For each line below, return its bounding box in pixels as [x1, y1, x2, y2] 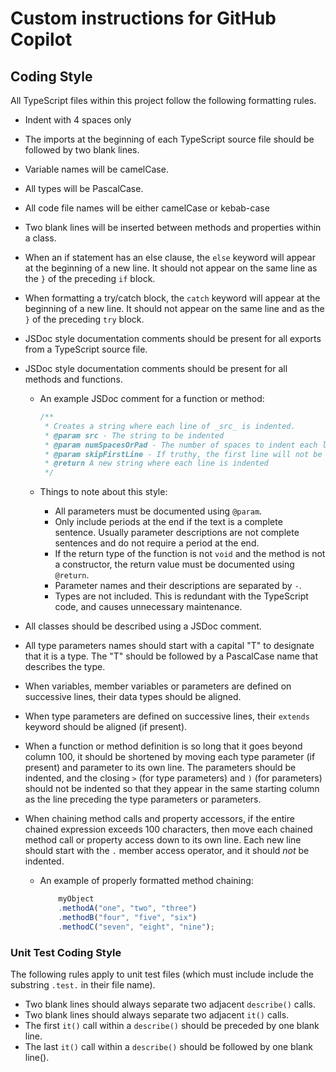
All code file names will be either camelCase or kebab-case [24, 202, 270, 214]
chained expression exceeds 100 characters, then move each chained [24, 823, 313, 836]
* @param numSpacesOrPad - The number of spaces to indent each [44, 440, 318, 450]
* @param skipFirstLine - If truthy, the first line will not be [44, 449, 323, 459]
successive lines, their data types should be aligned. [24, 691, 242, 703]
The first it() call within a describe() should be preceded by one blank [24, 1019, 320, 1031]
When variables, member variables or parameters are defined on [24, 680, 292, 692]
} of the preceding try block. [24, 313, 145, 325]
